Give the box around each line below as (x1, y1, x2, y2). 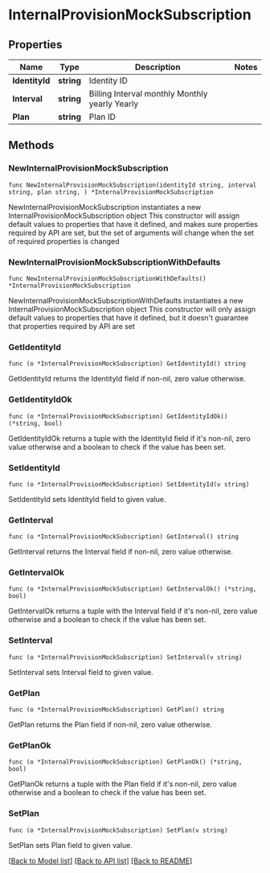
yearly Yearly (88, 98, 139, 109)
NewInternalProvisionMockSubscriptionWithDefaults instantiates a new (8, 295, 243, 305)
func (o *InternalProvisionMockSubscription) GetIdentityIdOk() (8, 412, 228, 420)
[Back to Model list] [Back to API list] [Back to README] (8, 855, 193, 866)
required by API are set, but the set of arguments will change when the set (8, 228, 255, 237)
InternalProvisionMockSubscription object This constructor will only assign (8, 304, 256, 314)
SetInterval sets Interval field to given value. (8, 667, 154, 677)
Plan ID (88, 111, 117, 122)
